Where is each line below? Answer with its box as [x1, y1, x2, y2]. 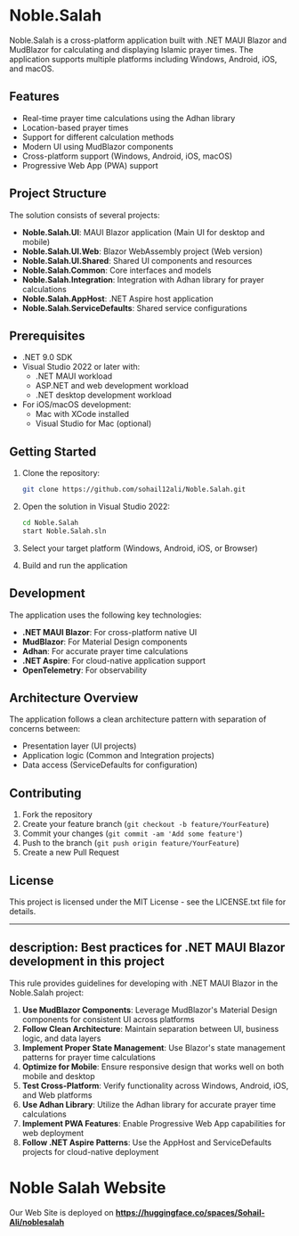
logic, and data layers [21, 1033, 101, 1044]
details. [9, 906, 36, 917]
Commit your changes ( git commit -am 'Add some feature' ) [21, 828, 243, 839]
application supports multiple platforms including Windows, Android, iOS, [9, 53, 278, 64]
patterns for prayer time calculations [21, 1052, 156, 1062]
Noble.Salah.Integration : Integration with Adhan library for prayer [21, 274, 264, 285]
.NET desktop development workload [35, 389, 172, 401]
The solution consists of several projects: [9, 209, 160, 220]
